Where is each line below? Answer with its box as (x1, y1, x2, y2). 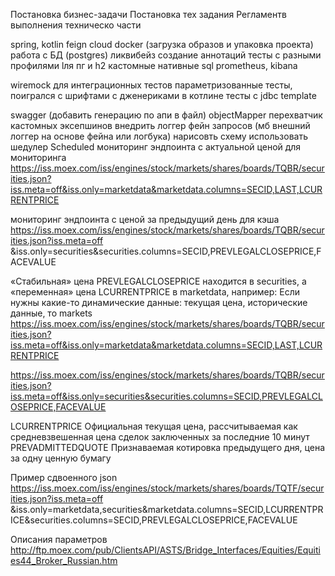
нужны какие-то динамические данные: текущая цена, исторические (10, 297, 308, 308)
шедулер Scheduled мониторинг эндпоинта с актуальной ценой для (10, 141, 302, 153)
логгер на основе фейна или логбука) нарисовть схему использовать (10, 130, 308, 142)
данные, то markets (10, 307, 93, 319)
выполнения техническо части (10, 19, 142, 31)
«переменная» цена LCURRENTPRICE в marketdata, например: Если (10, 286, 300, 298)
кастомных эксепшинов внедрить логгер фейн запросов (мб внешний (10, 120, 311, 131)
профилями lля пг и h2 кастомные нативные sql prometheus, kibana (10, 60, 298, 71)
